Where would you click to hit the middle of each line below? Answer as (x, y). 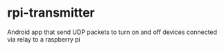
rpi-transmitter (51, 13)
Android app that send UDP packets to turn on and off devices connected (112, 32)
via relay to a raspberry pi (44, 39)
